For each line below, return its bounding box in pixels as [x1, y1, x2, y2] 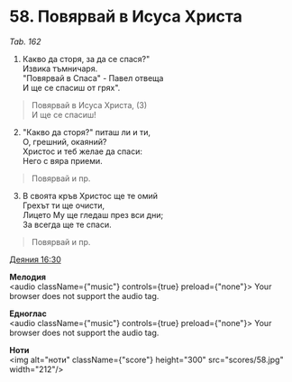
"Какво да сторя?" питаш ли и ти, [22, 126, 151, 137]
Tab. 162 [9, 36, 41, 47]
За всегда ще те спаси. [22, 219, 112, 230]
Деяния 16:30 [9, 254, 61, 265]
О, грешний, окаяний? [22, 136, 107, 147]
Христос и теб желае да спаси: [22, 146, 142, 157]
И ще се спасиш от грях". [22, 82, 121, 93]
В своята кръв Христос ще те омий [22, 190, 159, 201]
